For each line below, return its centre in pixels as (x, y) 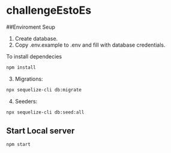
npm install (21, 67)
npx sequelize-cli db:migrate (44, 90)
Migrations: (29, 79)
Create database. (36, 38)
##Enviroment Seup (31, 27)
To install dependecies (34, 56)
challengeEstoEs (49, 10)
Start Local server (40, 131)
